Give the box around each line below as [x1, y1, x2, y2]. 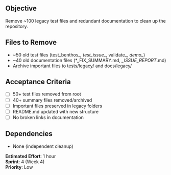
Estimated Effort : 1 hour [5, 153, 56, 159]
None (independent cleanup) [12, 143, 74, 149]
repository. [5, 23, 28, 29]
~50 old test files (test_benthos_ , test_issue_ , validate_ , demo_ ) [12, 51, 145, 58]
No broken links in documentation [12, 114, 84, 120]
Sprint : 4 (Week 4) [5, 159, 45, 165]
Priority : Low [5, 164, 33, 170]
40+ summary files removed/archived [12, 97, 92, 103]
